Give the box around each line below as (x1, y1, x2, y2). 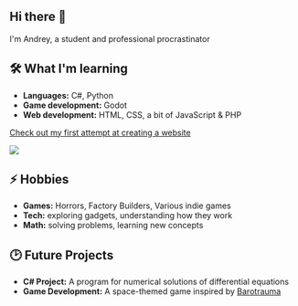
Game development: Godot (22, 100, 128, 111)
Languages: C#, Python (22, 90, 114, 100)
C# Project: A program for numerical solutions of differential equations (22, 276, 290, 288)
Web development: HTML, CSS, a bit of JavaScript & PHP (22, 109, 242, 120)
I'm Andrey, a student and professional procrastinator (9, 33, 210, 44)
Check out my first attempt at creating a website (9, 127, 191, 138)
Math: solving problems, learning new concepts (22, 220, 204, 231)
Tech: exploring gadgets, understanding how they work (22, 210, 233, 221)
